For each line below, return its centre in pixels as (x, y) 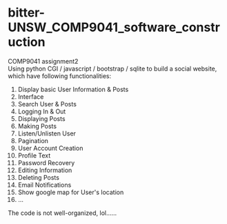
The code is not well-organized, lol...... (62, 213)
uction (27, 42)
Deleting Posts (38, 177)
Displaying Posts (41, 118)
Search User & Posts (47, 104)
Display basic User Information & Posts (73, 89)
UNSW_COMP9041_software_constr (114, 27)
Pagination (33, 140)
